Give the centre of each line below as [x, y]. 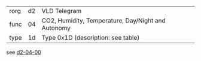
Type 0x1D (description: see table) [91, 38]
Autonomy [56, 28]
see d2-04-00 [24, 52]
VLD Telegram [62, 11]
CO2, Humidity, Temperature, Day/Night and [103, 20]
